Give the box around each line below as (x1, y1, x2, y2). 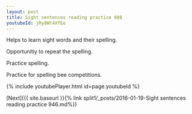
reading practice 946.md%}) (6, 101, 77, 108)
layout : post (6, 8, 39, 15)
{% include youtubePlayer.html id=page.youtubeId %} (6, 83, 140, 90)
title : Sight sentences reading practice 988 (6, 14, 122, 20)
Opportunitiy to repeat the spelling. (6, 48, 93, 55)
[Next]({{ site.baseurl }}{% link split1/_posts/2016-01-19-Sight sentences (6, 94, 187, 102)
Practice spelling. (6, 59, 49, 67)
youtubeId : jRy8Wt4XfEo (6, 20, 66, 26)
